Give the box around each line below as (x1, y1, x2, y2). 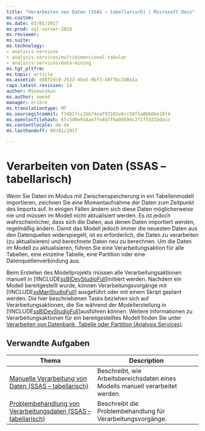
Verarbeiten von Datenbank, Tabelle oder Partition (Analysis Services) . (6, 320, 184, 328)
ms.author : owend (6, 94, 51, 100)
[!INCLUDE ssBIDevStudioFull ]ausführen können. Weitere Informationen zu (6, 307, 193, 315)
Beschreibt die (97, 399, 139, 408)
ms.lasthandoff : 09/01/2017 (6, 128, 78, 134)
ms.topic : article (6, 71, 53, 77)
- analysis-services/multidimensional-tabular (6, 54, 127, 60)
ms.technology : (6, 43, 45, 49)
